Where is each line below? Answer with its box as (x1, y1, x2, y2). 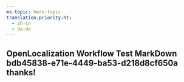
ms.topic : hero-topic (6, 9, 61, 15)
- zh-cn (12, 20, 32, 26)
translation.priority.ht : (6, 15, 72, 21)
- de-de (12, 26, 32, 32)
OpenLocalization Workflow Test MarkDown (6, 48, 177, 58)
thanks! (6, 67, 36, 78)
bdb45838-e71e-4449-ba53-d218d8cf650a (6, 58, 178, 68)
